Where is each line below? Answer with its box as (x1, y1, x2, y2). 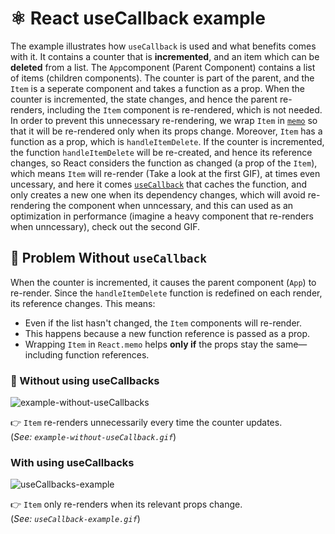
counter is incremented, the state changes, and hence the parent (10, 93, 278, 105)
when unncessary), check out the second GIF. (10, 220, 201, 232)
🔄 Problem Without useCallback (10, 250, 207, 267)
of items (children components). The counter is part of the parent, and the (10, 72, 315, 84)
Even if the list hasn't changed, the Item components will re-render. (24, 317, 303, 329)
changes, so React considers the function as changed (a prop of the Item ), (10, 157, 318, 169)
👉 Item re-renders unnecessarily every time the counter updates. (10, 417, 283, 429)
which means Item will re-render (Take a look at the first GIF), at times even (10, 167, 321, 179)
